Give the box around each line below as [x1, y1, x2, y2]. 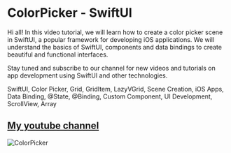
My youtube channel [7, 120, 99, 132]
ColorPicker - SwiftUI [7, 5, 133, 21]
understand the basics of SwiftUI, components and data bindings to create [7, 43, 223, 51]
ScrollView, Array [7, 99, 57, 108]
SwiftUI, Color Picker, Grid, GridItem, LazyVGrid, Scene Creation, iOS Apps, [7, 85, 224, 93]
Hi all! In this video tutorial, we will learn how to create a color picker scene [7, 28, 223, 36]
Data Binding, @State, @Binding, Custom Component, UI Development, [7, 92, 213, 101]
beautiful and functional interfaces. [7, 50, 108, 59]
